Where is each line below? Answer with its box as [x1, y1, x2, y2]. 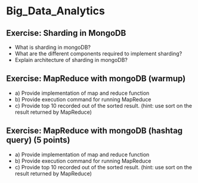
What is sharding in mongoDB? [14, 44, 91, 51]
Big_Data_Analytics [6, 4, 106, 18]
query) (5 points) [6, 135, 70, 145]
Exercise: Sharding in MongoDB [6, 28, 126, 38]
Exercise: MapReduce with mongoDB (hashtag [6, 126, 183, 136]
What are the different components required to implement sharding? [14, 50, 182, 57]
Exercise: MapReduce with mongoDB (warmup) [6, 73, 186, 84]
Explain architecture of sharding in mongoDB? [14, 57, 128, 63]
